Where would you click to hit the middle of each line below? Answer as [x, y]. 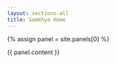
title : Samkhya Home [37, 20]
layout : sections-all [38, 13]
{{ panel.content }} [34, 52]
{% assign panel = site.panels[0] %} [58, 39]
